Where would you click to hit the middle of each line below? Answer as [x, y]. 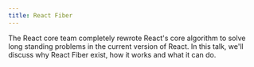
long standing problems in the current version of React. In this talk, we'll [126, 46]
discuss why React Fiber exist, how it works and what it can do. [112, 54]
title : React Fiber [41, 15]
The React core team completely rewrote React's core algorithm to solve [127, 38]
